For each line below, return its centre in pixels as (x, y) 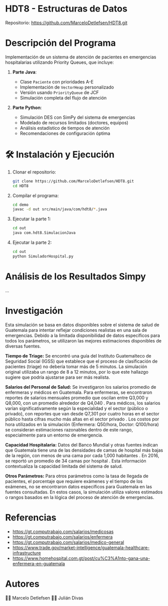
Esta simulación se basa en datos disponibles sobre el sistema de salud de (82, 324)
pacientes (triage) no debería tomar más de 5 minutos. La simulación (76, 366)
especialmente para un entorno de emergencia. (54, 435)
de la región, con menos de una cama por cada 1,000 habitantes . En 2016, (82, 455)
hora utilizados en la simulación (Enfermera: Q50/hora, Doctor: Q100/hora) (82, 424)
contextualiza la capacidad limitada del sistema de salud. (64, 466)
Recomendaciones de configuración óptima (65, 133)
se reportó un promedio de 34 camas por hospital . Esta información (76, 461)
